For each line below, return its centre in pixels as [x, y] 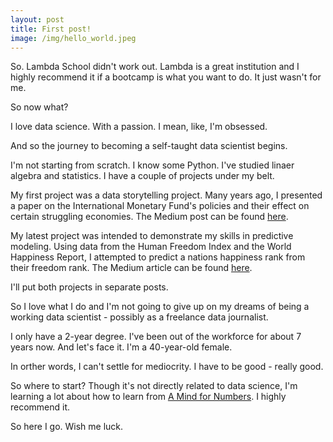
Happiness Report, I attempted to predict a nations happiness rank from [158, 257]
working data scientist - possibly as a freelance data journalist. [139, 317]
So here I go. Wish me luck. [67, 427]
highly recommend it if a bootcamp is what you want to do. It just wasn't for [166, 77]
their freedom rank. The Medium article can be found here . [131, 268]
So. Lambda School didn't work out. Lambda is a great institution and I [155, 67]
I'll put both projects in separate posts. [89, 287]
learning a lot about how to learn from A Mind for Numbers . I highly [148, 397]
